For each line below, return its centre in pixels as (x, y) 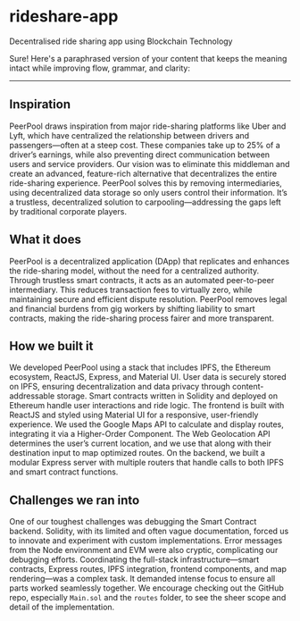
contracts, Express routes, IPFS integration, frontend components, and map (148, 569)
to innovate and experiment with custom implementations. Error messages (146, 541)
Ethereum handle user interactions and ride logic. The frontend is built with (147, 406)
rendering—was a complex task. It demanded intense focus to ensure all (142, 579)
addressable (32, 396)
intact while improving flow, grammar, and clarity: (100, 68)
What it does (46, 240)
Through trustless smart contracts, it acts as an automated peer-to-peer (142, 280)
